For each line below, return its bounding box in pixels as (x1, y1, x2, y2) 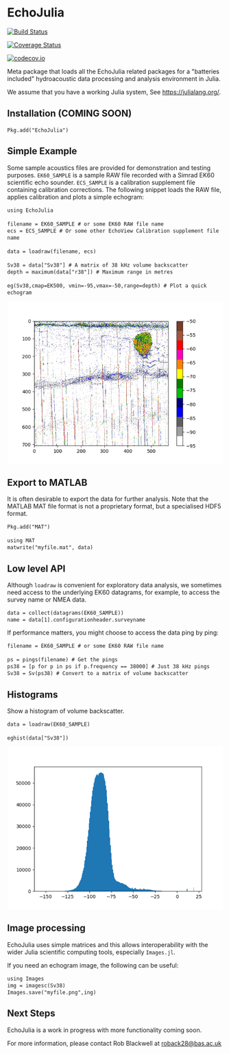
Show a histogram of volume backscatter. (7, 707, 125, 715)
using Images (7, 975, 45, 982)
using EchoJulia (7, 207, 53, 214)
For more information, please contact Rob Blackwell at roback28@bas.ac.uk (7, 1039, 221, 1047)
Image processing (7, 922, 86, 934)
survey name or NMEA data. (7, 596, 87, 604)
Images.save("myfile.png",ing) (7, 989, 97, 996)
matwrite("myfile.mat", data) (7, 544, 94, 551)
